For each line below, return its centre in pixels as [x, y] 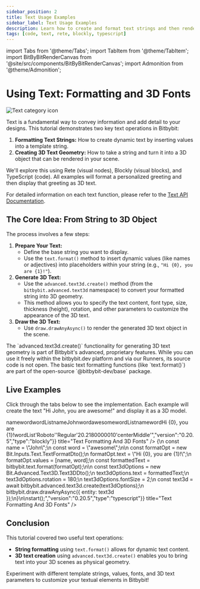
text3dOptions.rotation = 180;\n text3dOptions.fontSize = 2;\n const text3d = [100, 479]
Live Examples [34, 390]
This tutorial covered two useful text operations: [65, 538]
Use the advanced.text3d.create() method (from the [88, 283]
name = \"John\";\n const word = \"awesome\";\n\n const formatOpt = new [97, 447]
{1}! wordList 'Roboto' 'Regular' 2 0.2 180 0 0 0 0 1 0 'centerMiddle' [79, 435]
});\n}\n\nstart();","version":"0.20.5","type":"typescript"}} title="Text [89, 498]
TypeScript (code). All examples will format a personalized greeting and [94, 177]
